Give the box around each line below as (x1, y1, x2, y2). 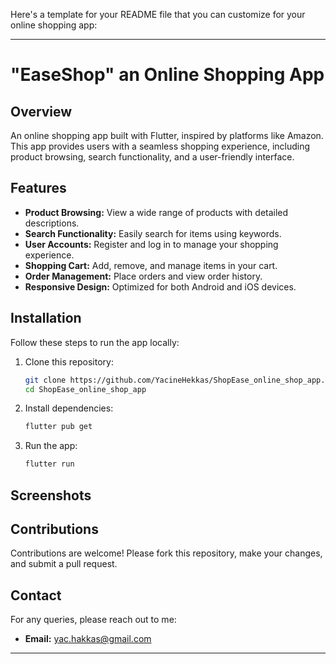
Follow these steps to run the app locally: (10, 336, 180, 348)
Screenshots (10, 487, 92, 504)
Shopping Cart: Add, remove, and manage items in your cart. (24, 259, 278, 271)
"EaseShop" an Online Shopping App (10, 64, 325, 86)
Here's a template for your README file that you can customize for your (10, 9, 306, 20)
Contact (10, 587, 62, 604)
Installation (10, 310, 82, 327)
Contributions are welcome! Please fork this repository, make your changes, (10, 547, 323, 559)
